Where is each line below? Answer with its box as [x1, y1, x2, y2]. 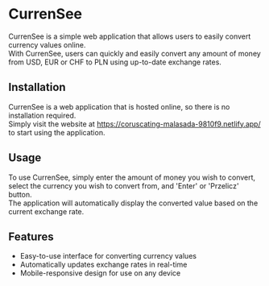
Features [8, 230, 54, 243]
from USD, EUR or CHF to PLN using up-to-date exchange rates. [8, 57, 221, 67]
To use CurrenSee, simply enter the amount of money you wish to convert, [8, 172, 256, 182]
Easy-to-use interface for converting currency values [19, 251, 197, 261]
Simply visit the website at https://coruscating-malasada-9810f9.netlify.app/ [8, 118, 261, 129]
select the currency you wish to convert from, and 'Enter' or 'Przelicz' [8, 180, 239, 190]
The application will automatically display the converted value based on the [8, 198, 259, 208]
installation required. [8, 110, 77, 120]
